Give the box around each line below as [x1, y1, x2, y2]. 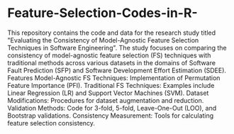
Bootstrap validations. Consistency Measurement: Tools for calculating [7, 111, 214, 120]
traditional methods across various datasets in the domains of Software [7, 58, 216, 67]
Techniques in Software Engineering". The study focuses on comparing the [7, 43, 227, 52]
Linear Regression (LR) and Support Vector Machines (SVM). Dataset [7, 89, 209, 97]
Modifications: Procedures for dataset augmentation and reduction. [7, 96, 204, 104]
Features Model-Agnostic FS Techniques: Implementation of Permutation [7, 73, 221, 82]
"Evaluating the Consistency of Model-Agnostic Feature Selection [7, 35, 199, 44]
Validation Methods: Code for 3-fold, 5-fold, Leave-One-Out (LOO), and [7, 104, 217, 112]
